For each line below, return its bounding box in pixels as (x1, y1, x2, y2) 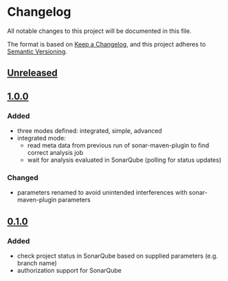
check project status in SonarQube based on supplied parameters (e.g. (16, 252, 218, 260)
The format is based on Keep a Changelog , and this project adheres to (7, 40, 206, 48)
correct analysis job (27, 149, 84, 157)
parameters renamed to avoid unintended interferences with (16, 188, 187, 197)
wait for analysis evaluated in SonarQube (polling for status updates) (27, 156, 222, 164)
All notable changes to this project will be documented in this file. (7, 27, 192, 35)
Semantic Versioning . (7, 47, 67, 56)
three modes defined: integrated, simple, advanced (16, 127, 163, 135)
